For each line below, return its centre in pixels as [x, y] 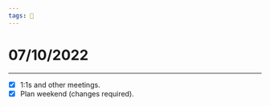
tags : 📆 [21, 16]
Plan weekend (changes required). [77, 93]
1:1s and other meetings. [60, 84]
